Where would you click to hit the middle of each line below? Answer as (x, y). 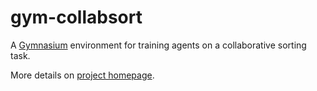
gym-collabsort (76, 17)
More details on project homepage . (82, 75)
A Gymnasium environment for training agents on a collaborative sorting (158, 45)
